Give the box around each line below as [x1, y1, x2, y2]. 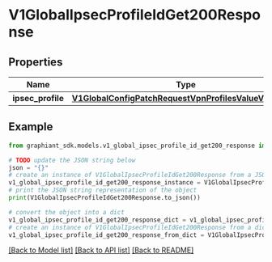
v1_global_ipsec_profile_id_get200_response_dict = [8, 216, 186, 224]
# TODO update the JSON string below [8, 156, 136, 164]
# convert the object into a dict [8, 208, 125, 216]
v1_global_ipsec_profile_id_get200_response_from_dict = [8, 230, 205, 239]
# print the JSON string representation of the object [8, 186, 198, 195]
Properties [8, 55, 63, 69]
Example [8, 120, 53, 134]
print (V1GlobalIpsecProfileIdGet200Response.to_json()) [8, 194, 201, 202]
